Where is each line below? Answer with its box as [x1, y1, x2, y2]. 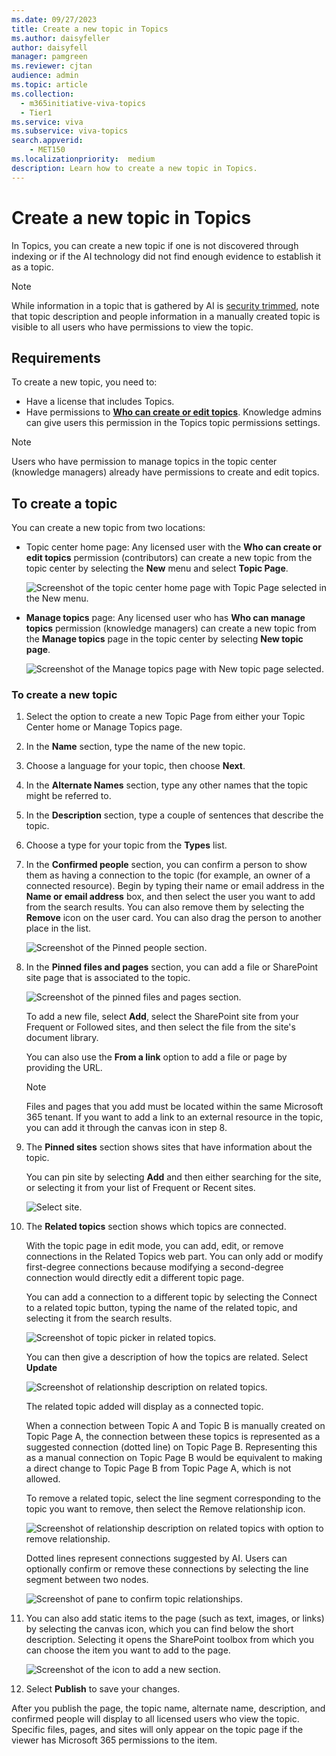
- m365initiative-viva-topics [20, 98, 146, 108]
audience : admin [11, 71, 79, 81]
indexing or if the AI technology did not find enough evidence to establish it [11, 250, 321, 262]
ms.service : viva [11, 117, 84, 127]
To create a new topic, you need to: [11, 376, 158, 388]
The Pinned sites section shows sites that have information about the [25, 1141, 313, 1153]
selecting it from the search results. [25, 1312, 173, 1325]
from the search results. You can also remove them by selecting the [25, 901, 305, 913]
